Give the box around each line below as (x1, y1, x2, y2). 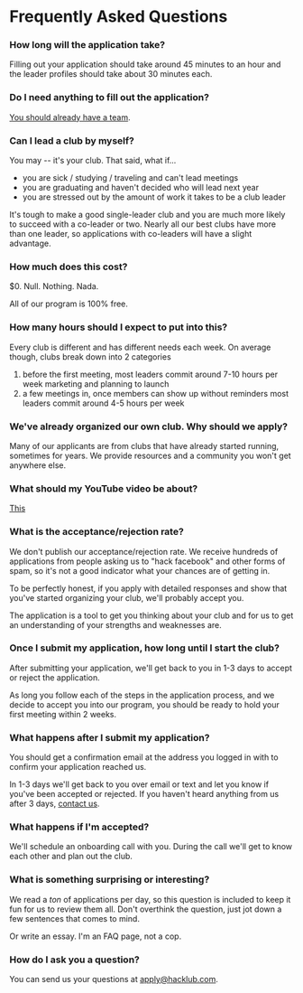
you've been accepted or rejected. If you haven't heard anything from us (9, 789, 280, 800)
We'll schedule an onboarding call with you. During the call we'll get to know (9, 841, 293, 852)
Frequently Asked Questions (9, 6, 228, 27)
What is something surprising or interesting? (9, 874, 210, 886)
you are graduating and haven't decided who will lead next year (22, 183, 260, 193)
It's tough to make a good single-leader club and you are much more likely (9, 210, 286, 220)
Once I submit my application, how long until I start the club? (9, 642, 280, 654)
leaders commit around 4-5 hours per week (22, 398, 185, 408)
